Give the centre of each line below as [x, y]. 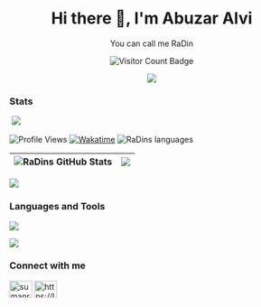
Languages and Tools [57, 207]
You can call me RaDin [152, 43]
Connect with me [47, 265]
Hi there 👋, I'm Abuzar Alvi [152, 19]
